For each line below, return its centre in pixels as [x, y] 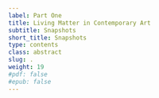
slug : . [21, 60]
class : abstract [35, 52]
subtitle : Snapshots [43, 30]
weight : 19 [26, 67]
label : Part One [35, 15]
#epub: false [30, 81]
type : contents [33, 45]
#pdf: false [28, 74]
